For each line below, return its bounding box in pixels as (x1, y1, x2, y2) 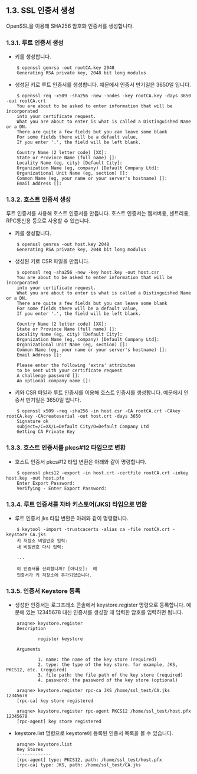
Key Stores (17, 747, 44, 753)
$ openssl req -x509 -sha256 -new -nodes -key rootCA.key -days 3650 (17, 93, 192, 99)
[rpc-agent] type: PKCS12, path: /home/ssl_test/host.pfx (17, 757, 162, 763)
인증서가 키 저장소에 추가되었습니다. (17, 572, 93, 578)
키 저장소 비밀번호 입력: (17, 538, 68, 544)
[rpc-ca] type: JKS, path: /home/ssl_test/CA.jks (17, 762, 142, 768)
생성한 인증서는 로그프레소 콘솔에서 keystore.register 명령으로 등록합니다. (14, 601, 185, 609)
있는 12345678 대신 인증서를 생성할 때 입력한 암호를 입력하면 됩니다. (25, 609, 184, 616)
